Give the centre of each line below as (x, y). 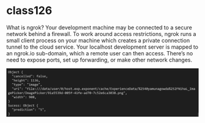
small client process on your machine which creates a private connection (98, 40)
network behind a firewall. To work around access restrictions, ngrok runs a (101, 33)
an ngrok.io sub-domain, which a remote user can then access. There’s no (100, 53)
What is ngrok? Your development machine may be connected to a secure (99, 27)
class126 (29, 11)
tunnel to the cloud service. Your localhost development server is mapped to (102, 47)
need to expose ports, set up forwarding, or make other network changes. (99, 60)
